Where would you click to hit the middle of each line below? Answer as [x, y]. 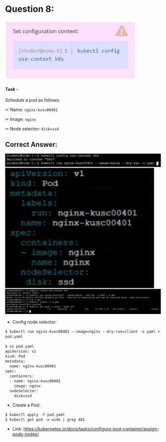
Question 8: [30, 9]
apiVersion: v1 [21, 352]
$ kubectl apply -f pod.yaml [35, 415]
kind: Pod [15, 356]
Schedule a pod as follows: [33, 100]
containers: [22, 376]
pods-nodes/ [25, 434]
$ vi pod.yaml [20, 347]
